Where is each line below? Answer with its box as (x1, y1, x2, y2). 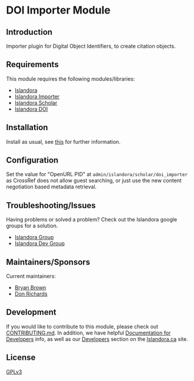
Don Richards (14, 290, 48, 297)
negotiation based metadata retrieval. (6, 183, 97, 190)
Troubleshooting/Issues (6, 200, 96, 210)
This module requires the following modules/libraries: (6, 75, 135, 82)
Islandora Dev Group (14, 240, 65, 247)
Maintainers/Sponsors (6, 257, 91, 267)
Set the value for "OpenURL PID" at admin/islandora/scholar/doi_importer (6, 171, 188, 178)
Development (6, 307, 57, 317)
